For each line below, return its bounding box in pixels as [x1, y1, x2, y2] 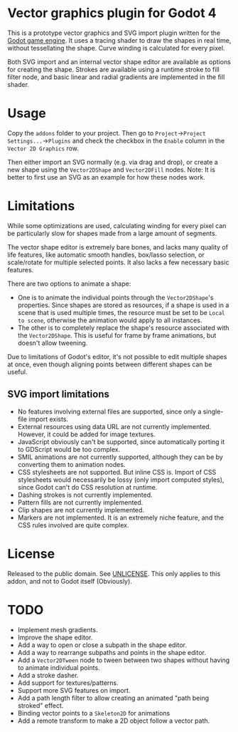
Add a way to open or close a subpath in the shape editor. [17, 640, 187, 649]
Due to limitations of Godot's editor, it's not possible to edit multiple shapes [7, 352, 227, 361]
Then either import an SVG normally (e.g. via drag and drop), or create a [7, 158, 218, 166]
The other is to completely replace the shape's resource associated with [17, 323, 229, 332]
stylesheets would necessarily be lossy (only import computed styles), [17, 475, 225, 484]
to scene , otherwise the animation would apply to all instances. [17, 316, 202, 324]
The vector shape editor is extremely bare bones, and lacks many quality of [7, 242, 229, 251]
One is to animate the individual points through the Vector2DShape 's [17, 293, 214, 301]
